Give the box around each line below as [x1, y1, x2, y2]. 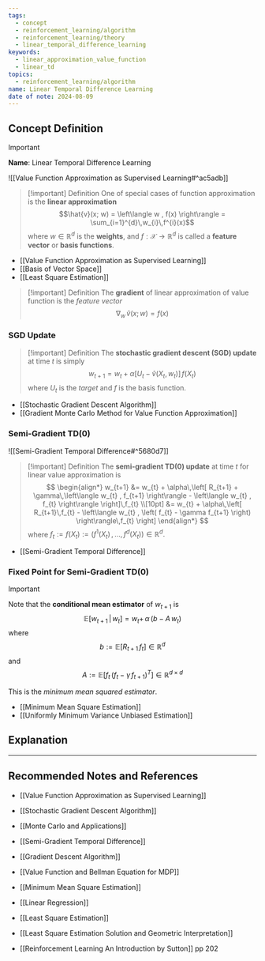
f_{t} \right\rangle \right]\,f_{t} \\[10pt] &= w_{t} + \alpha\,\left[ [42, 499, 242, 508]
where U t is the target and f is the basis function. [27, 383, 187, 394]
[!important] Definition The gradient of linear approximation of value [27, 288, 249, 297]
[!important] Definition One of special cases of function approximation [27, 189, 256, 198]
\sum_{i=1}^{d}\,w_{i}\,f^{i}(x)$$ [90, 218, 195, 228]
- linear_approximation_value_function [15, 56, 147, 64]
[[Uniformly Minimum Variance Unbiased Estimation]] [19, 710, 193, 720]
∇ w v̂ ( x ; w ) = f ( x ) [115, 308, 170, 320]
